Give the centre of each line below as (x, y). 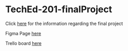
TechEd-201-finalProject (59, 9)
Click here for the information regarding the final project (64, 23)
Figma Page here (23, 33)
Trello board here (24, 43)
